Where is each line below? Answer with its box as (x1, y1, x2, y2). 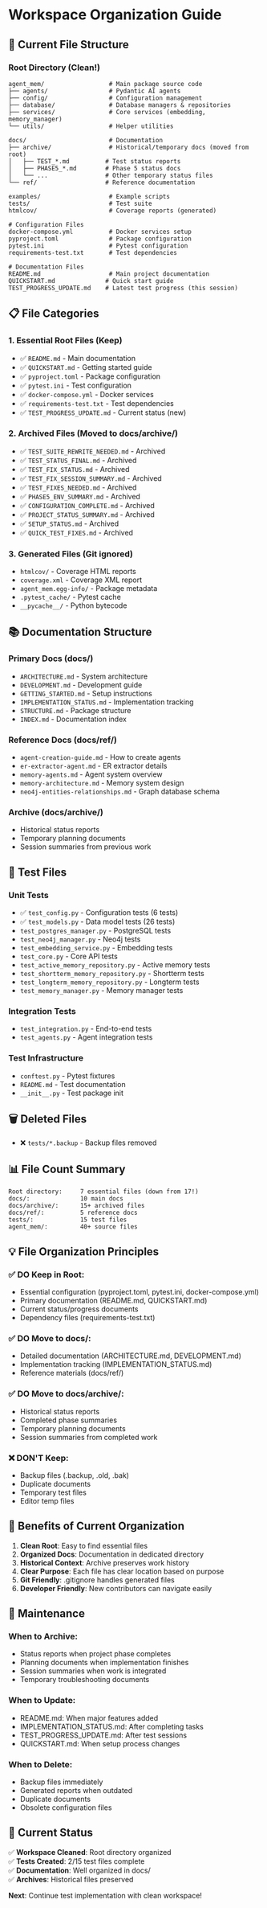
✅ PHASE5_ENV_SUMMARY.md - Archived (19, 491, 140, 501)
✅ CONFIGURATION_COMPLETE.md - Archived (19, 500, 155, 510)
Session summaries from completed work (19, 1432, 158, 1442)
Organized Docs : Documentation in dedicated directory (19, 1549, 204, 1559)
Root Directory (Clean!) (8, 62, 100, 73)
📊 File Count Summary (8, 1162, 126, 1176)
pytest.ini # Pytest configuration (8, 241, 188, 250)
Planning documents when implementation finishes (19, 1658, 189, 1668)
